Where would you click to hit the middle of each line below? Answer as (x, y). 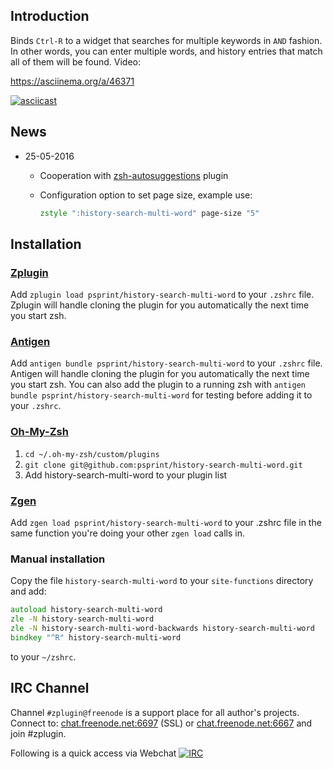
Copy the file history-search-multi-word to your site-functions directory (162, 581)
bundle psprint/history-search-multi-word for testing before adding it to (161, 395)
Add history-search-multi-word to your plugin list (126, 475)
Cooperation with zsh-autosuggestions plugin (134, 175)
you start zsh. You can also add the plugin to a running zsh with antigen (158, 385)
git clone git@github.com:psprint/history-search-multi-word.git (163, 465)
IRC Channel (50, 688)
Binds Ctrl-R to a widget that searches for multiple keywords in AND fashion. (166, 40)
